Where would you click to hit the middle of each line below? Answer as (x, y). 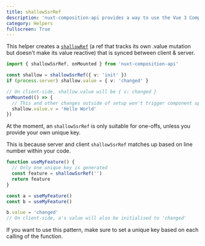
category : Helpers (30, 23)
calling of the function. (34, 236)
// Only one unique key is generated (60, 168)
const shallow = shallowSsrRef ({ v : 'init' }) (67, 75)
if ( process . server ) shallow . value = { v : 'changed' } (77, 81)
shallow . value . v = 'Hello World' (54, 109)
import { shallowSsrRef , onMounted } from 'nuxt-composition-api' (92, 64)
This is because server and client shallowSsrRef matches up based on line (100, 145)
